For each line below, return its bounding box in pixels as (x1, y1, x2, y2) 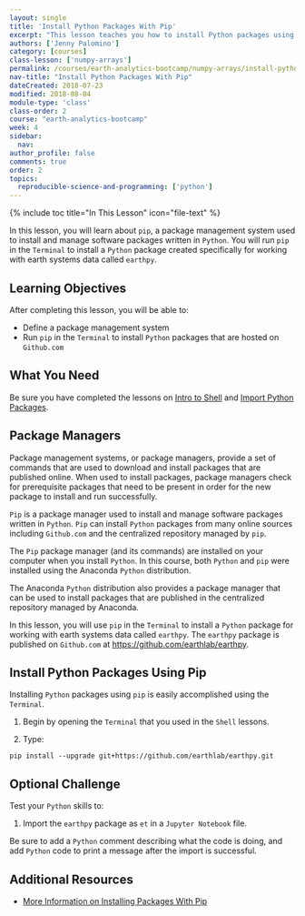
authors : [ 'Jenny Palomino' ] (9, 38, 120, 48)
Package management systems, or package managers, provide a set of (9, 452, 277, 463)
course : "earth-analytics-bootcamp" (9, 115, 148, 124)
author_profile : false (9, 148, 95, 157)
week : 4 (9, 124, 39, 133)
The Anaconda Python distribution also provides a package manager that (9, 582, 281, 593)
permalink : (9, 65, 51, 74)
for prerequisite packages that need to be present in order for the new (9, 481, 271, 492)
